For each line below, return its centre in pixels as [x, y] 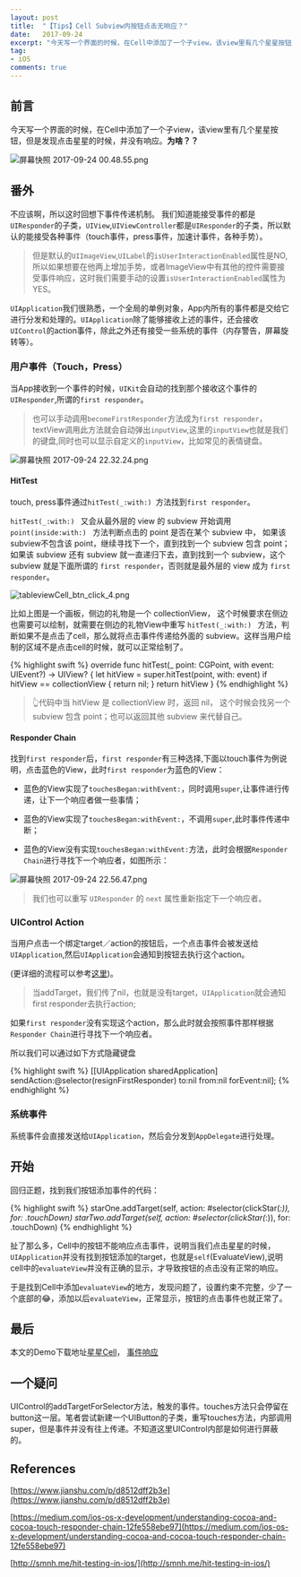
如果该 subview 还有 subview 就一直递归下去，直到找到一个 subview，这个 [148, 555]
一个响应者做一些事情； [98, 800]
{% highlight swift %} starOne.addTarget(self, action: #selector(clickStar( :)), [150, 1208]
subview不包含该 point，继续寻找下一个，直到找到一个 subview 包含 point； [150, 543]
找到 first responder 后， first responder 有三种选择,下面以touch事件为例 [145, 759]
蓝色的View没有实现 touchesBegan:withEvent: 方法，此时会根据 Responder [155, 849]
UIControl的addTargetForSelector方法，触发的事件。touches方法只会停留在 [150, 1407]
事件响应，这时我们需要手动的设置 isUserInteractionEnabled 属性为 [163, 278]
